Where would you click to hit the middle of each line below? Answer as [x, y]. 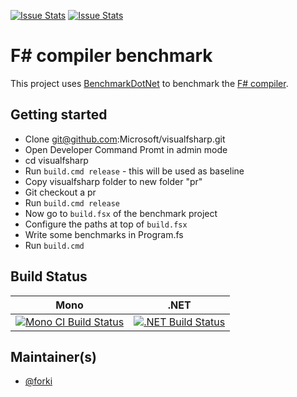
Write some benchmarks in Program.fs [104, 234]
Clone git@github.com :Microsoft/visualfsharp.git [125, 139]
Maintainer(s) [53, 356]
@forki [38, 381]
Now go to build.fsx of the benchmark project [121, 213]
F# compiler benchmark [111, 56]
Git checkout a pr [60, 192]
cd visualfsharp [56, 160]
